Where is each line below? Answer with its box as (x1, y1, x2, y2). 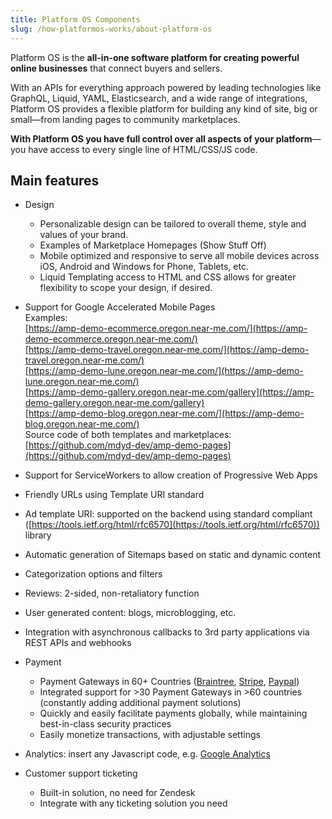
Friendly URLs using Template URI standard (24, 489, 205, 501)
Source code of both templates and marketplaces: (24, 429, 232, 441)
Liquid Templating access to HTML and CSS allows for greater (39, 271, 297, 283)
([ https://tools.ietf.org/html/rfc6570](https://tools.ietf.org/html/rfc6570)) (24, 519, 320, 531)
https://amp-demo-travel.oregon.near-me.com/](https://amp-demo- (28, 344, 310, 356)
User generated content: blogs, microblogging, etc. (24, 607, 237, 619)
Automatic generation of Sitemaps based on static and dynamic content (24, 549, 322, 561)
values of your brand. (39, 229, 128, 241)
